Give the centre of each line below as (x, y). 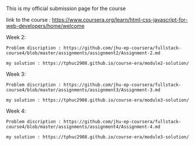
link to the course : (28, 20)
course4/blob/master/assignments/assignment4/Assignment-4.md (83, 127)
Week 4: (16, 111)
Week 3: (16, 74)
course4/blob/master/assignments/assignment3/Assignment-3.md (83, 90)
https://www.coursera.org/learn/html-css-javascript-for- (120, 20)
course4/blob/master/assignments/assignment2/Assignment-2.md (83, 53)
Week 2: (16, 37)
